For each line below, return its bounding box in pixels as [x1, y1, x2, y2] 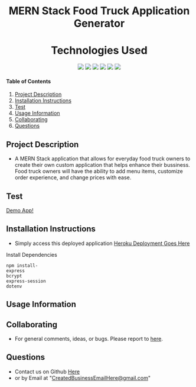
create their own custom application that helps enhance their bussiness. [14, 162, 190, 169]
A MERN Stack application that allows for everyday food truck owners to [14, 155, 191, 162]
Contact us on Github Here [14, 368, 80, 375]
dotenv [6, 283, 22, 289]
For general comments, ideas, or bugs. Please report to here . [14, 335, 164, 342]
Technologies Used [51, 44, 148, 57]
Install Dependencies [6, 251, 57, 258]
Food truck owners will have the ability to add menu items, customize [14, 167, 183, 175]
